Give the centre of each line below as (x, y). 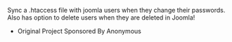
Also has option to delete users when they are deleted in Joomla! (101, 17)
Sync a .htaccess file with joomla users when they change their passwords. (116, 10)
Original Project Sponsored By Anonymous (79, 31)
